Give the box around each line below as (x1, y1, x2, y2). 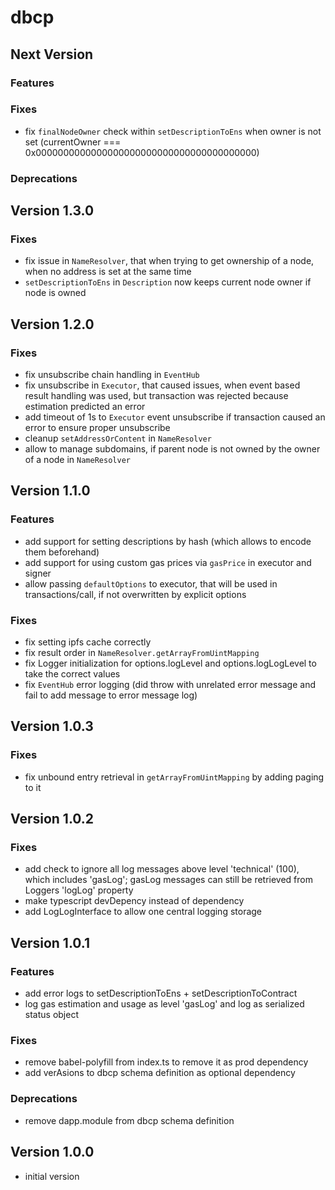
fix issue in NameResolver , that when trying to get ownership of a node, (24, 255, 315, 267)
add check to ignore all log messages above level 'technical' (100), (24, 863, 300, 875)
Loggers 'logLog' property (24, 884, 134, 896)
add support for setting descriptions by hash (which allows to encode (24, 535, 312, 547)
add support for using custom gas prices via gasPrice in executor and (24, 556, 312, 568)
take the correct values (24, 668, 121, 680)
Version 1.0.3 (10, 718, 94, 735)
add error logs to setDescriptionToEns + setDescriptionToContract (24, 987, 298, 1000)
